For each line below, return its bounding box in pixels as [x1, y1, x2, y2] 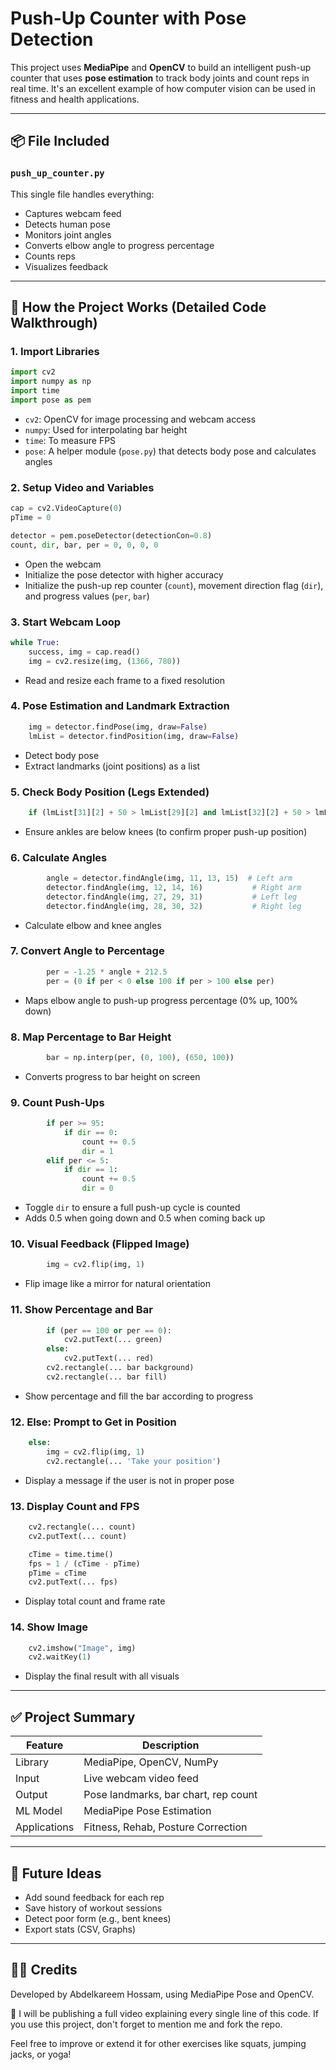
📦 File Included [10, 133, 110, 150]
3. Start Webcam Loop [10, 615, 122, 629]
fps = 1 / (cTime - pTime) [28, 1558, 141, 1569]
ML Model [15, 1804, 63, 1818]
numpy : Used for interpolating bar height [24, 423, 188, 436]
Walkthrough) [10, 315, 98, 332]
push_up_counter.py [10, 168, 105, 179]
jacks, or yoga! [10, 2048, 72, 2060]
